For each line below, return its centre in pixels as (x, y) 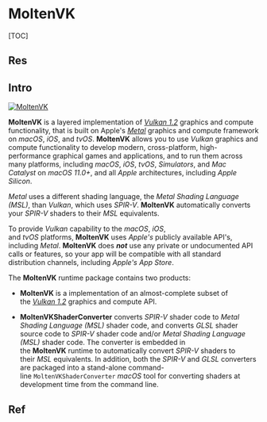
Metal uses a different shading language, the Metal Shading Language (124, 197)
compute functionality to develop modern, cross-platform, (103, 148)
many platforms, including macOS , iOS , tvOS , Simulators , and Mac (117, 164)
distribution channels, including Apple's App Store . (91, 263)
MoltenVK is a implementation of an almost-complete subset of (124, 293)
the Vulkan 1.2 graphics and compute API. (88, 301)
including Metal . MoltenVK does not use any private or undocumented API (131, 246)
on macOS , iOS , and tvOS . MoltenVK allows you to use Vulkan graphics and (133, 139)
